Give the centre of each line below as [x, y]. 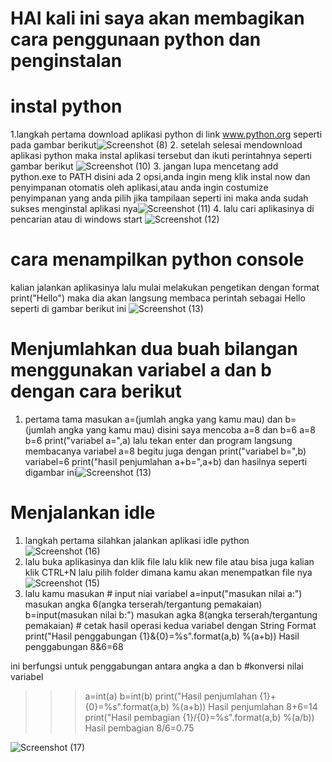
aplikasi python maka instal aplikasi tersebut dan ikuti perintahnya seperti [161, 156]
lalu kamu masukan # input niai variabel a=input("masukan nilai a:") [163, 593]
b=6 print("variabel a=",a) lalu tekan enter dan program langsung [158, 440]
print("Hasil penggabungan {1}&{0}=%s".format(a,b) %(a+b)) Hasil [162, 636]
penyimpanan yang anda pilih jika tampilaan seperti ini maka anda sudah [159, 198]
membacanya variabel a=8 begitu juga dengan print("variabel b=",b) [165, 451]
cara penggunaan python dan [136, 39]
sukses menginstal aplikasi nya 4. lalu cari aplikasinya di [162, 209]
